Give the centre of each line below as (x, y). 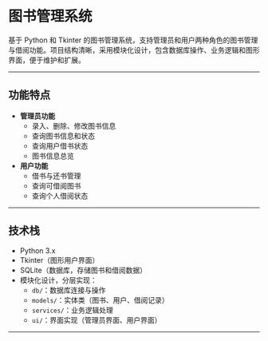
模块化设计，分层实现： (58, 280)
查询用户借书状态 (60, 145)
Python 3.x (37, 250)
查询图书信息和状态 (63, 136)
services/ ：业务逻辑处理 (73, 310)
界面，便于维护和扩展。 (47, 60)
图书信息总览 (53, 156)
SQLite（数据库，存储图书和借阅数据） (83, 270)
